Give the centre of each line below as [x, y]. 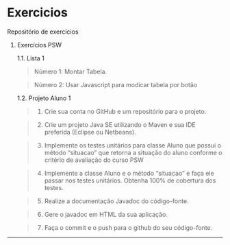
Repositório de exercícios [43, 32]
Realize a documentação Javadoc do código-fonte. [117, 201]
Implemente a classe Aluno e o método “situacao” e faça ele [129, 173]
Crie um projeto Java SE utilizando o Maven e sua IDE [120, 124]
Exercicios [38, 13]
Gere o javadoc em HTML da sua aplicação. [106, 214]
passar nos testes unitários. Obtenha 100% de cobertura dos [130, 180]
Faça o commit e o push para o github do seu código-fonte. [128, 227]
